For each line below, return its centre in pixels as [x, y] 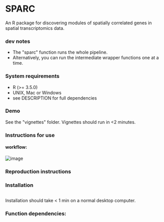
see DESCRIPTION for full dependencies [55, 98]
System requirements [32, 76]
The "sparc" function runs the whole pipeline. [60, 52]
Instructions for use [30, 135]
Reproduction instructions [38, 171]
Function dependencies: [36, 214]
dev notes [18, 41]
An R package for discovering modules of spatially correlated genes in [78, 23]
